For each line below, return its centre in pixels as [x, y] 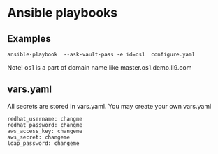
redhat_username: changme [45, 119]
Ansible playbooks [63, 13]
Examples [29, 39]
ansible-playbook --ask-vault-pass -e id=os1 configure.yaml [101, 54]
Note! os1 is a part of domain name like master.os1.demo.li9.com [100, 67]
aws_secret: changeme [39, 137]
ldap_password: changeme [43, 143]
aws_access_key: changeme [45, 131]
